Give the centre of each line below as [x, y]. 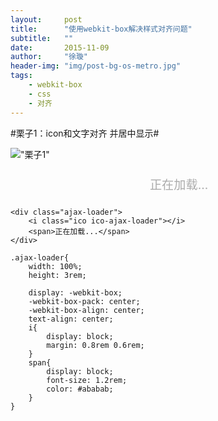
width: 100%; [55, 266]
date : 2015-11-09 [60, 47]
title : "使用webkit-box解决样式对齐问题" [101, 29]
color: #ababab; [80, 389]
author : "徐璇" [49, 57]
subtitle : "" [42, 38]
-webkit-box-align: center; [86, 310]
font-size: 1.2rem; [87, 380]
